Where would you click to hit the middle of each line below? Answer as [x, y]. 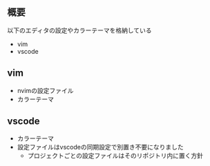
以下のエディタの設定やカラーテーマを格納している [79, 30]
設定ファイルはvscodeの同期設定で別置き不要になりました [101, 147]
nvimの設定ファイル [45, 90]
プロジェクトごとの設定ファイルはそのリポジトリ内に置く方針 [115, 156]
